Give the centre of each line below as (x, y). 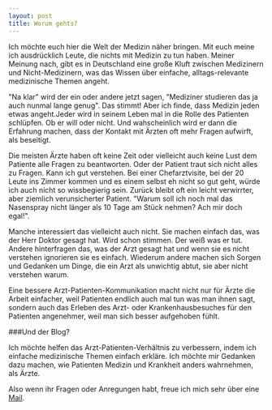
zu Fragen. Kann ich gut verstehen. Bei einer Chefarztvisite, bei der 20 (126, 173)
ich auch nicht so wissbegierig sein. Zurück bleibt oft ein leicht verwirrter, (131, 190)
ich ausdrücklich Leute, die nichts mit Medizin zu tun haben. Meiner (121, 55)
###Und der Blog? (39, 331)
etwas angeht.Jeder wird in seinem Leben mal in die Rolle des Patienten (129, 113)
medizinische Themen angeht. (59, 81)
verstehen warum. (39, 274)
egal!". (19, 216)
